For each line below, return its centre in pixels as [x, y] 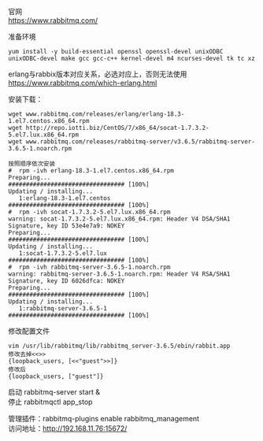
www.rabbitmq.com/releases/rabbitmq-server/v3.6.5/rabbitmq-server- [141, 142]
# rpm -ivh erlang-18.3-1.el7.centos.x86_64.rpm [91, 171]
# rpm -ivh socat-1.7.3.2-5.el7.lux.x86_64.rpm [89, 212]
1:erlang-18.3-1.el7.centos [65, 198]
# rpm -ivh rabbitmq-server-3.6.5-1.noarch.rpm [89, 267]
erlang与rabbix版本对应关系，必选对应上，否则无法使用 [98, 74]
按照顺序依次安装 [32, 164]
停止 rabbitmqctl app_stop [50, 402]
